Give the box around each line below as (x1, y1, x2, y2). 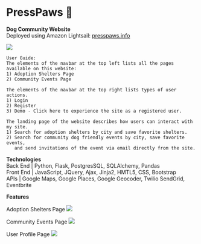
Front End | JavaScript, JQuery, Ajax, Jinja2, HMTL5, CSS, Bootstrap (6, 168, 176, 176)
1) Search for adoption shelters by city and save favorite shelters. (6, 129, 188, 135)
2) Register (6, 102, 36, 108)
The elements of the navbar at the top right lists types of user (6, 87, 177, 93)
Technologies (6, 156, 42, 163)
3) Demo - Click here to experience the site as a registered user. (6, 108, 182, 114)
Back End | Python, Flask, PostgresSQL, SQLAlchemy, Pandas (6, 162, 160, 169)
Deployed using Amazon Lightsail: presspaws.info (6, 31, 130, 39)
